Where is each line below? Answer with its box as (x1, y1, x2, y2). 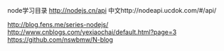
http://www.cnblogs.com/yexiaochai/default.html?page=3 (7, 28, 177, 36)
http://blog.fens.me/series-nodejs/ (7, 21, 109, 28)
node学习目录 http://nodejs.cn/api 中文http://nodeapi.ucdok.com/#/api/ (7, 6, 217, 14)
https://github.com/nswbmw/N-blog (7, 35, 114, 44)
